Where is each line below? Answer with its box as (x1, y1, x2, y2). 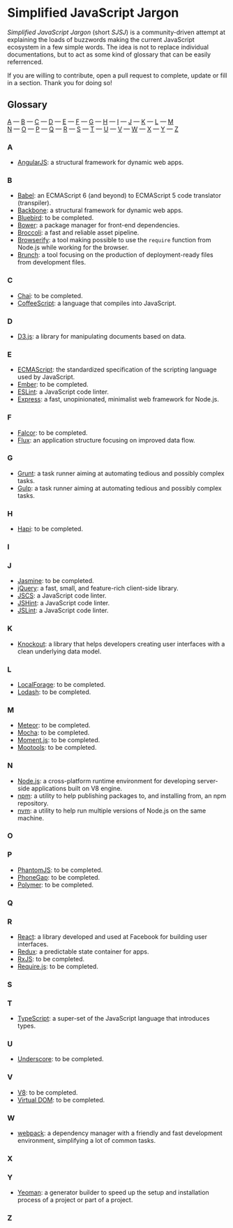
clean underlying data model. (17, 647, 102, 656)
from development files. (17, 258, 86, 267)
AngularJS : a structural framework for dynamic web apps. (17, 158, 184, 167)
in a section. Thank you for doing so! (7, 78, 113, 87)
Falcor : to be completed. (17, 428, 89, 437)
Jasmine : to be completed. (17, 577, 94, 585)
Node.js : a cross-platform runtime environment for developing (17, 776, 196, 785)
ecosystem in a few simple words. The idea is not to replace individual (7, 43, 209, 51)
